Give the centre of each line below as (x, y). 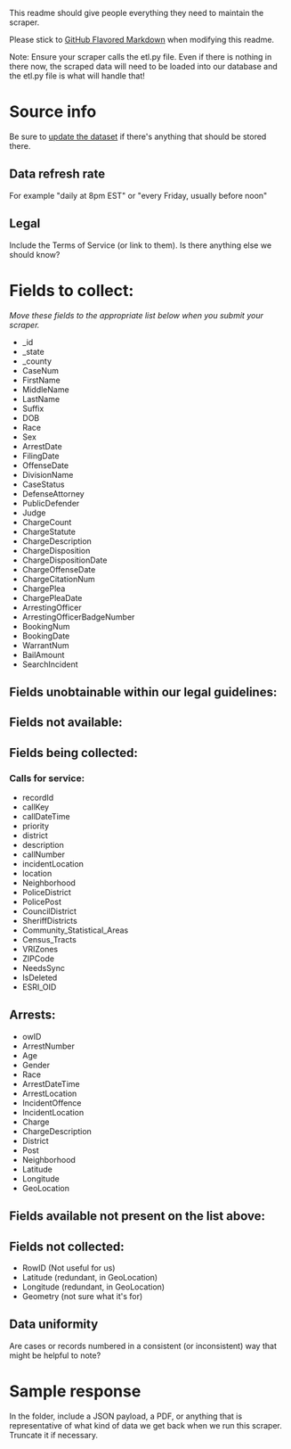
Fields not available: (66, 723)
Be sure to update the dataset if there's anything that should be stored (138, 136)
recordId (38, 797)
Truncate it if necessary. (54, 1435)
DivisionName (48, 474)
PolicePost (42, 902)
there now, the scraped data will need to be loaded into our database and (143, 66)
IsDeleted (40, 977)
